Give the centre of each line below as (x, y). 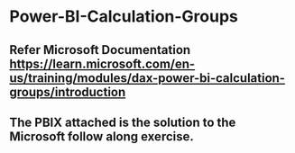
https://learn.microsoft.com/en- (102, 63)
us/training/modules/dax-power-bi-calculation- (147, 78)
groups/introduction (68, 92)
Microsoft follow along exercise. (101, 136)
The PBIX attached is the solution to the (123, 122)
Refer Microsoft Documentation (100, 50)
